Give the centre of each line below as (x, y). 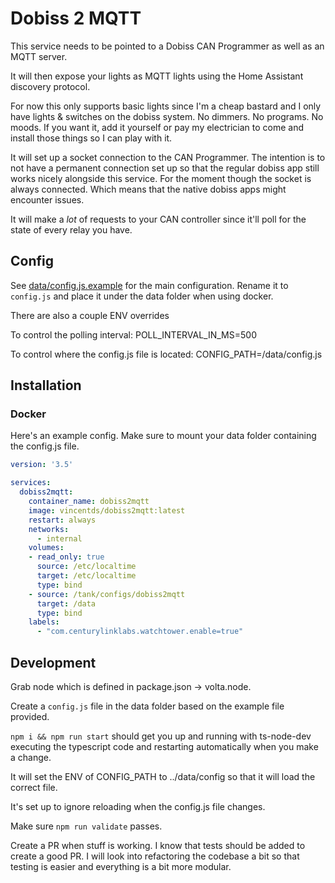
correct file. (34, 787)
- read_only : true (66, 557)
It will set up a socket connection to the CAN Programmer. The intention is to (168, 157)
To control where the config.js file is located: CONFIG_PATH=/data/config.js (166, 354)
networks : (49, 529)
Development (53, 662)
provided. (30, 716)
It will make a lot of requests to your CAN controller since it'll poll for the (158, 219)
